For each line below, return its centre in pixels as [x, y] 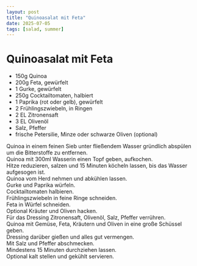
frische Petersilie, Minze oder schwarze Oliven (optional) [86, 134]
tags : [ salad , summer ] [35, 29]
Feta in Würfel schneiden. [39, 204]
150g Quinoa [31, 76]
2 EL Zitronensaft [37, 115]
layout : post [23, 12]
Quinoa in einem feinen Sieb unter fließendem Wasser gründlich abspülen [99, 146]
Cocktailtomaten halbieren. [40, 192]
